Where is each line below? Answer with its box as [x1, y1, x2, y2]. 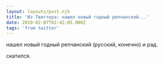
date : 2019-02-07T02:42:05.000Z [6, 19, 86, 25]
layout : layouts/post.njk [6, 8, 70, 15]
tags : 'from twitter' [6, 25, 60, 31]
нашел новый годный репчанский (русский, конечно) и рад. [6, 41, 158, 48]
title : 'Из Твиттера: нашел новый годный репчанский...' [6, 14, 150, 20]
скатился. [6, 52, 31, 59]
